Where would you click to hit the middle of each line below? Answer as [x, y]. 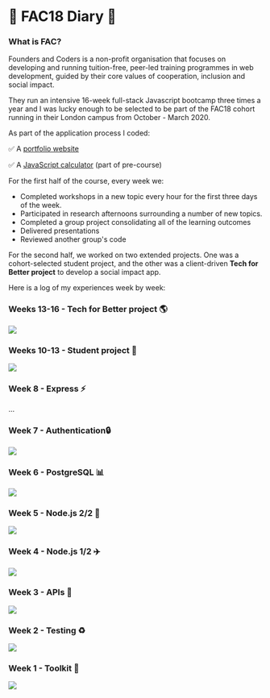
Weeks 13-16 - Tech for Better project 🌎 [88, 310]
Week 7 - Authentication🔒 [60, 430]
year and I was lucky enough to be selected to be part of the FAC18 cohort [132, 109]
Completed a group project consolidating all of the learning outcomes [135, 222]
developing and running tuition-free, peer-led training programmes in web [131, 68]
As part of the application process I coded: [79, 133]
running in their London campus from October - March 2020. [110, 118]
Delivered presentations [60, 231]
